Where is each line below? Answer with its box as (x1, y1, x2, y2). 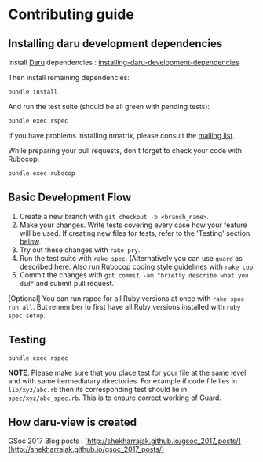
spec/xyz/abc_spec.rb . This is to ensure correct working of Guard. (8, 393, 222, 402)
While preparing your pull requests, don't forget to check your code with (8, 146, 242, 155)
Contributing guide (8, 5, 135, 24)
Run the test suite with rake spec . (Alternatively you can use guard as (19, 253, 243, 262)
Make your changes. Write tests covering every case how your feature (19, 220, 247, 229)
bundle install (8, 88, 58, 96)
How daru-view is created (8, 416, 137, 429)
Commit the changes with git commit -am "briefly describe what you (19, 269, 249, 280)
